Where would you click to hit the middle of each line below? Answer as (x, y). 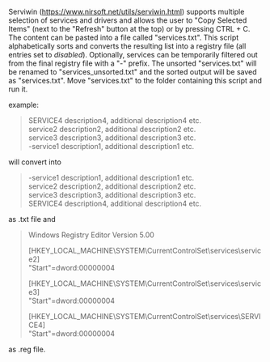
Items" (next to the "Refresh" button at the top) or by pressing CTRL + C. (129, 29)
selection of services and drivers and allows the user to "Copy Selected (128, 20)
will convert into (35, 162)
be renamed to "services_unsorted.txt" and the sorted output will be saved (133, 72)
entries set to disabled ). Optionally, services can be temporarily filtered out (133, 55)
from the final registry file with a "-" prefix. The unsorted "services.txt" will (133, 63)
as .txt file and (32, 219)
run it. (18, 89)
